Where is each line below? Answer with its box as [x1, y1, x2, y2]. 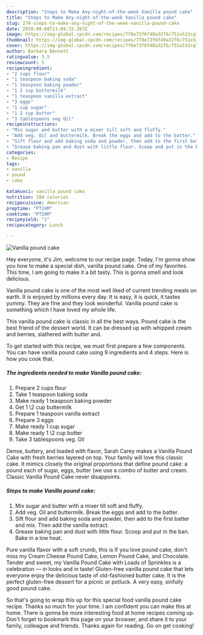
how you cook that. [6, 355, 54, 362]
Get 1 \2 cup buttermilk [14, 403, 72, 411]
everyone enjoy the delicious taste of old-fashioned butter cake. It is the [6, 571, 186, 579]
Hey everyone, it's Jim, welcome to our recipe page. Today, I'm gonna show [6, 256, 195, 263]
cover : [6, 43, 23, 49]
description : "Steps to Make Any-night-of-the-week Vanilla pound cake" [6, 8, 193, 15]
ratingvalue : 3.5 [6, 54, 50, 60]
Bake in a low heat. [14, 534, 62, 541]
